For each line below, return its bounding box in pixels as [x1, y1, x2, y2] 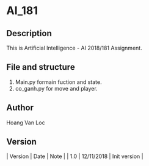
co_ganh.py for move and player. [15, 85, 98, 92]
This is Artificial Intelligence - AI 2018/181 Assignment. [6, 44, 142, 51]
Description [6, 28, 52, 39]
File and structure [6, 62, 75, 72]
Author [6, 102, 34, 113]
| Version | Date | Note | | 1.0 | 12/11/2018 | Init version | [6, 153, 144, 160]
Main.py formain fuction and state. [15, 78, 102, 86]
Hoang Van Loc [6, 119, 45, 126]
